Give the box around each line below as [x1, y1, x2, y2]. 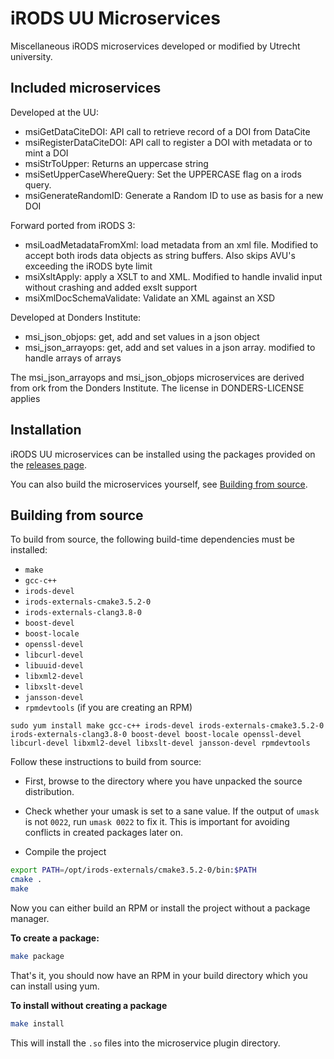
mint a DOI [24, 147, 69, 159]
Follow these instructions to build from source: [10, 756, 202, 768]
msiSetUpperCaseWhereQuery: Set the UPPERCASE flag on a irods [24, 168, 302, 180]
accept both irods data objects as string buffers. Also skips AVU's [24, 249, 296, 261]
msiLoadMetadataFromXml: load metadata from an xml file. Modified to [24, 238, 319, 251]
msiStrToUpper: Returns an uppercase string [24, 157, 209, 169]
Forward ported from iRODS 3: [10, 219, 136, 231]
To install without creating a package [10, 999, 168, 1011]
